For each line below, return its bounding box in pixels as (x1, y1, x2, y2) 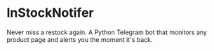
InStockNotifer (6, 5, 94, 21)
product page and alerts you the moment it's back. (6, 35, 153, 43)
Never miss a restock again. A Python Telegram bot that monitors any (6, 28, 208, 36)
